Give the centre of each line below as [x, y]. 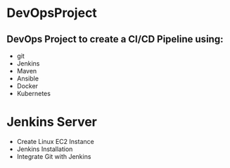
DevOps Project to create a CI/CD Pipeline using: [115, 39]
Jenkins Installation [45, 149]
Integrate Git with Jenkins [54, 156]
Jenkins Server [52, 122]
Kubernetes [33, 94]
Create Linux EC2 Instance [55, 141]
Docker [27, 86]
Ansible [28, 78]
